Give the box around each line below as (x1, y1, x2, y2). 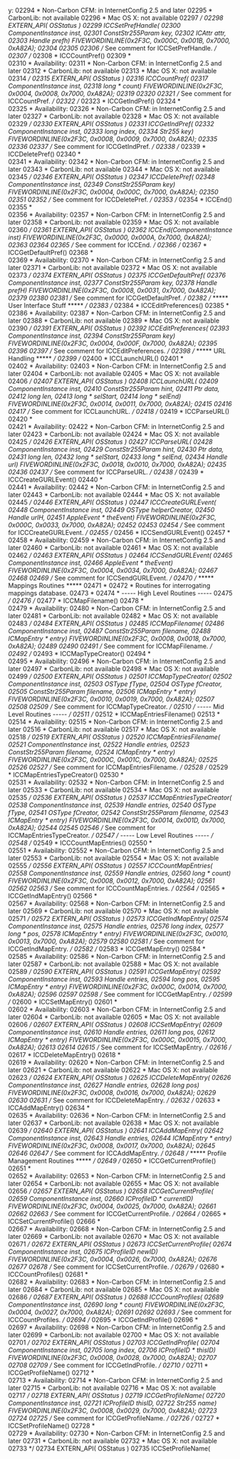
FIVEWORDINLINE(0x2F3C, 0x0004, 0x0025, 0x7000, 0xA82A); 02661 (8, 1202, 216, 1210)
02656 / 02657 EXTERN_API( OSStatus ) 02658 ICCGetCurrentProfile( (8, 1187, 214, 1195)
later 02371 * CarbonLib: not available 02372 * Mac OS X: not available (8, 264, 218, 271)
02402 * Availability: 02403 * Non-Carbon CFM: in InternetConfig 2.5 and (8, 362, 226, 370)
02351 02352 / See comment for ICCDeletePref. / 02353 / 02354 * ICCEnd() (8, 195, 233, 204)
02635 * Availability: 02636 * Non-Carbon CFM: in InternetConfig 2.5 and (8, 1111, 226, 1119)
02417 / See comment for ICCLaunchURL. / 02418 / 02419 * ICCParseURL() (8, 407, 230, 415)
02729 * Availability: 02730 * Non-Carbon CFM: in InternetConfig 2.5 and (8, 1429, 225, 1438)
